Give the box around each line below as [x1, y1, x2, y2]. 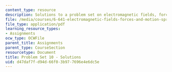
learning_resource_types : [5, 26, 60, 31]
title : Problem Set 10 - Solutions [5, 54, 81, 60]
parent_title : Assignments [5, 41, 63, 46]
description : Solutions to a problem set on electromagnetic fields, [5, 12, 157, 17]
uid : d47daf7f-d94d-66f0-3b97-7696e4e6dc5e [5, 59, 100, 64]
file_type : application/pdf [5, 21, 66, 27]
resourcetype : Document [5, 50, 56, 55]
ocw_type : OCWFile [5, 36, 45, 41]
